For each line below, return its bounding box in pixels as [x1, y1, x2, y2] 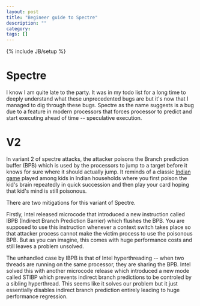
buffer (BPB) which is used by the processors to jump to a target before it [6, 162, 188, 169]
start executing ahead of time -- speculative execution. [6, 114, 142, 122]
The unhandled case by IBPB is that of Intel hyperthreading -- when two [6, 254, 184, 261]
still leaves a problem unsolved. [6, 243, 84, 250]
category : [6, 25, 31, 32]
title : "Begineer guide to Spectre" [6, 14, 98, 20]
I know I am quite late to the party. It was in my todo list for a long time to [6, 89, 186, 96]
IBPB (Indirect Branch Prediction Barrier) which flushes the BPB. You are [6, 217, 185, 224]
